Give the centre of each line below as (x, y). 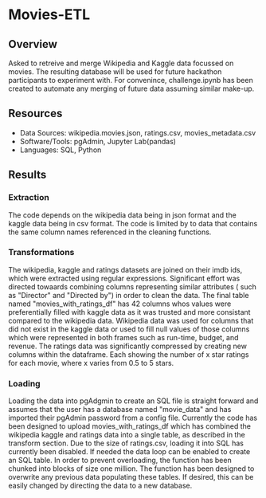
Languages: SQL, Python (61, 150)
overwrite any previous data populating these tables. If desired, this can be (131, 477)
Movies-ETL (49, 15)
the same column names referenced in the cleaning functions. (110, 232)
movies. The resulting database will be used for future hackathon (115, 72)
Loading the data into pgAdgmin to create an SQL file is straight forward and (133, 401)
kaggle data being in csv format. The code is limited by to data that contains (133, 223)
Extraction (29, 198)
